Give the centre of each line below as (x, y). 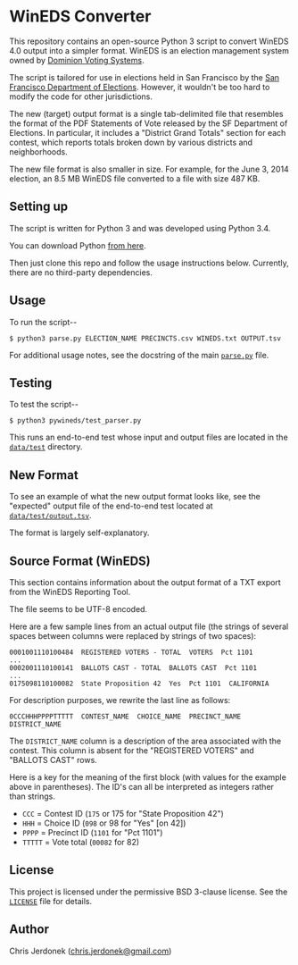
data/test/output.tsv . (50, 516)
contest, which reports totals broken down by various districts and (131, 142)
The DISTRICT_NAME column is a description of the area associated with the (145, 741)
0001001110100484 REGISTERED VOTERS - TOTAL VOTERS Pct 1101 (131, 652)
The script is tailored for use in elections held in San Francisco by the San (144, 77)
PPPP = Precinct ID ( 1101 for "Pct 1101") (92, 832)
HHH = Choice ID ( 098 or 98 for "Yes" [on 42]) (104, 823)
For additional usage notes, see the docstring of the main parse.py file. (139, 355)
